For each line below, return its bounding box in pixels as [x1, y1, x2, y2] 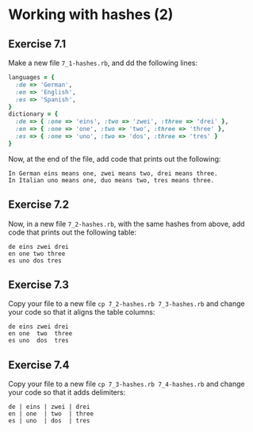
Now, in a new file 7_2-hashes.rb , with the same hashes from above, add [8, 219, 245, 228]
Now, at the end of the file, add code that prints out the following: [8, 154, 221, 163]
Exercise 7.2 [8, 198, 70, 212]
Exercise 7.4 [8, 358, 70, 372]
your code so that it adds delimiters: [8, 388, 126, 397]
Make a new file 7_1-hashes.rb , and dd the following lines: [8, 58, 198, 67]
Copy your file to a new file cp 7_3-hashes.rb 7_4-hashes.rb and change [8, 379, 245, 389]
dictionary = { [8, 110, 59, 118]
